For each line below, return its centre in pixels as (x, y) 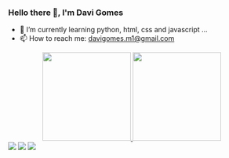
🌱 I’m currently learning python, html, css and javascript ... (113, 30)
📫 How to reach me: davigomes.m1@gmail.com (97, 39)
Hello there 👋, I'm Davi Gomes (66, 13)
